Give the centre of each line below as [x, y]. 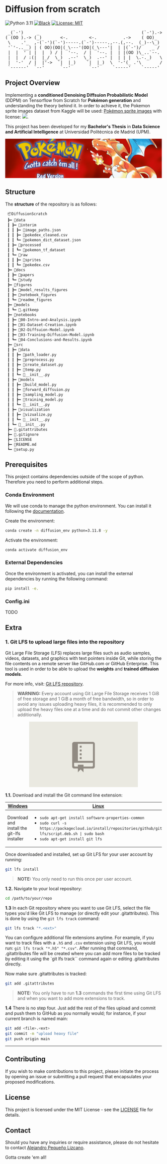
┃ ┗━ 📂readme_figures [30, 300]
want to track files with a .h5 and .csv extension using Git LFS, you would [80, 943]
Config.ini [17, 601]
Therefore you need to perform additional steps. [54, 482]
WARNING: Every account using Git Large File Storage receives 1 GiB [88, 693]
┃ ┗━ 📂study [20, 280]
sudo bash [94, 834]
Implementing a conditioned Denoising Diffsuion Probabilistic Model [77, 95]
